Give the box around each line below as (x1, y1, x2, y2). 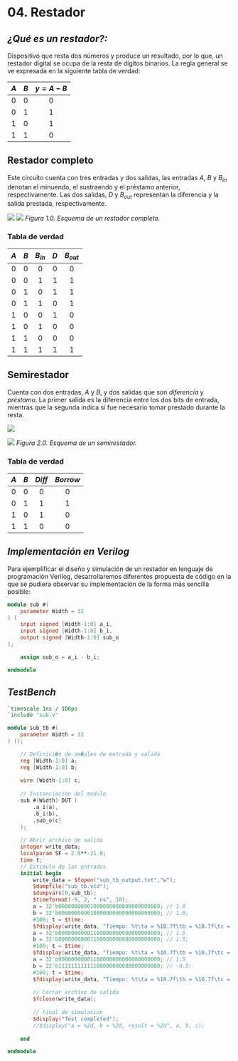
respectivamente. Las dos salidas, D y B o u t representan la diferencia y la (7, 190, 219, 200)
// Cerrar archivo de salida (33, 989, 119, 996)
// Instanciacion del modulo (20, 790, 107, 798)
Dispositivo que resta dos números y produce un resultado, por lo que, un (7, 51, 224, 60)
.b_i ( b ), (33, 810, 59, 817)
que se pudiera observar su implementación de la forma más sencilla (7, 580, 210, 588)
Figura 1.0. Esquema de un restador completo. (24, 214, 161, 223)
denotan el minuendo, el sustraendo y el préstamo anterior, (7, 182, 180, 191)
